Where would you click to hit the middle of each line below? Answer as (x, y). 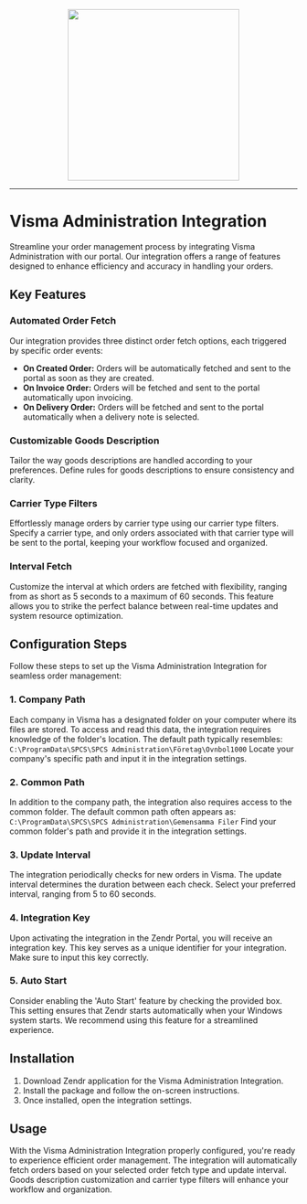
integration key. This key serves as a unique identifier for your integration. (148, 947)
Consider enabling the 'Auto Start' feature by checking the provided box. (146, 1000)
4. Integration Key (50, 918)
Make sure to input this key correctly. (79, 957)
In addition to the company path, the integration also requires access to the (151, 802)
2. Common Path (47, 782)
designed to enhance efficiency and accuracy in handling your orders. (142, 266)
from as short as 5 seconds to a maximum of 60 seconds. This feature (142, 596)
